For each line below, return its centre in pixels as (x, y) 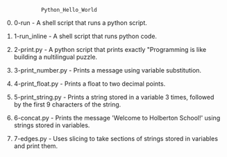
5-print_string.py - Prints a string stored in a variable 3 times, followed (114, 97)
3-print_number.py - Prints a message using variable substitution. (108, 70)
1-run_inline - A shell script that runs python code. (85, 36)
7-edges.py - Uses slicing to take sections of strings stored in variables (116, 139)
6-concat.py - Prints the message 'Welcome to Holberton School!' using (117, 118)
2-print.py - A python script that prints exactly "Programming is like (110, 49)
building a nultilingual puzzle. (56, 57)
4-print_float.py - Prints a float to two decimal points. (90, 84)
